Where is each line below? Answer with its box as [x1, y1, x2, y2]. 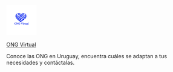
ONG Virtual [6, 41, 36, 48]
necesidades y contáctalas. [6, 59, 75, 66]
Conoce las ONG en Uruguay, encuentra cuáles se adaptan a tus [6, 53, 168, 59]
